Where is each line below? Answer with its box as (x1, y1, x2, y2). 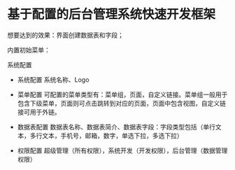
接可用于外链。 (17, 108, 61, 116)
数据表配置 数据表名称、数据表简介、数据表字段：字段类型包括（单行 (17, 122, 215, 131)
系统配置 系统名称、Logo (17, 75, 90, 84)
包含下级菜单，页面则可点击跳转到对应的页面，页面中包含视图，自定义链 (17, 99, 226, 107)
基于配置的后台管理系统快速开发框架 (7, 6, 216, 22)
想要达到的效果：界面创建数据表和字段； (7, 31, 124, 39)
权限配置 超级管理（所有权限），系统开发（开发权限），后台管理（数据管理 (17, 146, 228, 155)
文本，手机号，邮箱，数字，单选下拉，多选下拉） (41, 131, 183, 140)
